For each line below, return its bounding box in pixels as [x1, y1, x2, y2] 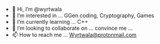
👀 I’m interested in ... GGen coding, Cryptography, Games [11, 12, 155, 19]
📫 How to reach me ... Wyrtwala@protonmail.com [11, 32, 137, 38]
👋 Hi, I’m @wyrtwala [11, 6, 62, 12]
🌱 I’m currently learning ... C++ [11, 18, 88, 25]
